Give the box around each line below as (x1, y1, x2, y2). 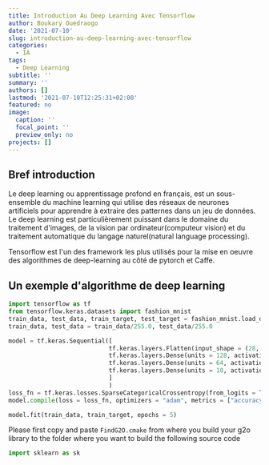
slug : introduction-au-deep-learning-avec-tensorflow (8, 34, 192, 42)
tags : (8, 57, 26, 65)
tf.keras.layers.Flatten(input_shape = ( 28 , (108, 344, 260, 352)
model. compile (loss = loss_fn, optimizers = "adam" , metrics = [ (8, 396, 231, 404)
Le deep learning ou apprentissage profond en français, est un (8, 189, 215, 198)
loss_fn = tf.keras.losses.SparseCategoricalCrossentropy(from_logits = (8, 389, 256, 397)
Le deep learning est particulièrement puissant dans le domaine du (8, 214, 229, 224)
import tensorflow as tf (8, 300, 91, 308)
